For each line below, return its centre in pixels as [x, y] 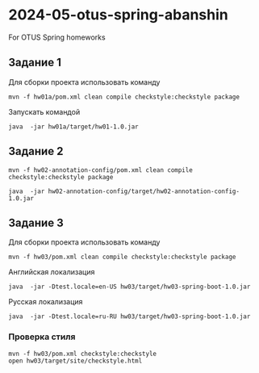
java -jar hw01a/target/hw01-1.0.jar [73, 127]
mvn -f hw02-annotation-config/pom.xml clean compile [101, 170]
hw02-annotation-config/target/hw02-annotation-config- [144, 191]
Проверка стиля [42, 337]
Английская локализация [52, 272]
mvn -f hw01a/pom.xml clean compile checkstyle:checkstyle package [124, 97]
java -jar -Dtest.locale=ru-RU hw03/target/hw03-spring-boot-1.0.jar [129, 316]
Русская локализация [46, 302]
